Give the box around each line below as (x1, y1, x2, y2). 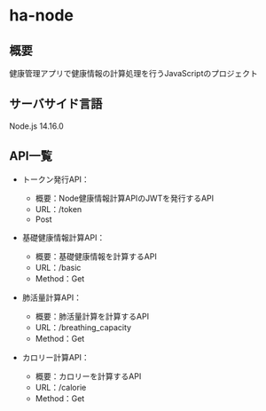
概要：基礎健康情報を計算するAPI (35, 250, 157, 262)
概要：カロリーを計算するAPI (35, 370, 142, 382)
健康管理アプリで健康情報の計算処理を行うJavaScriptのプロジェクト (9, 68, 259, 78)
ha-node (9, 5, 74, 26)
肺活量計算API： (21, 292, 82, 303)
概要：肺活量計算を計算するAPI (35, 311, 149, 321)
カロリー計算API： (21, 352, 90, 362)
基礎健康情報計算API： (21, 232, 106, 242)
